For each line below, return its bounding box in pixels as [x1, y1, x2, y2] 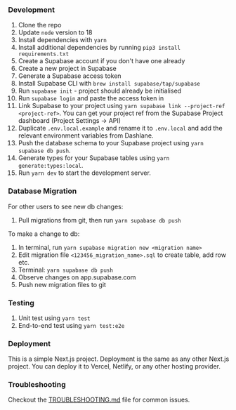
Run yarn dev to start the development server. [18, 168, 152, 177]
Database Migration [8, 186, 77, 196]
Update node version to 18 [18, 28, 93, 37]
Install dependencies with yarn [18, 36, 107, 44]
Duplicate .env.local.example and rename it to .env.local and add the [18, 124, 223, 133]
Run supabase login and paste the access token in [18, 94, 164, 102]
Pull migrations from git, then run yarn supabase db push [18, 216, 181, 224]
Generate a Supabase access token [18, 72, 122, 80]
